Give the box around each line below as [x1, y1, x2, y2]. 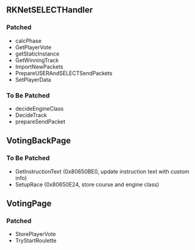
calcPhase [15, 37, 41, 45]
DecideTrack [15, 111, 48, 118]
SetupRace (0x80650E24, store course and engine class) [15, 180, 160, 188]
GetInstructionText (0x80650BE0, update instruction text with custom [15, 168, 190, 175]
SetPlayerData [15, 76, 52, 83]
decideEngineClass [15, 105, 64, 112]
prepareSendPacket [15, 118, 66, 125]
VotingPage [6, 198, 52, 209]
